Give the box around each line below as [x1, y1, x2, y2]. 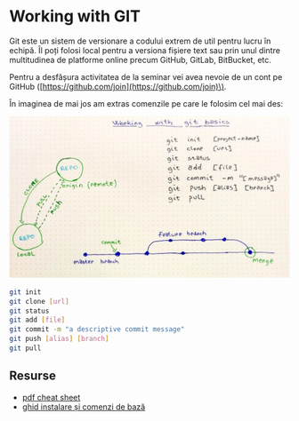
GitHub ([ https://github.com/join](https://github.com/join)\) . [9, 81, 227, 91]
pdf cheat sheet [21, 392, 81, 402]
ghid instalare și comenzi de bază [21, 401, 146, 412]
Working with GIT [9, 6, 141, 27]
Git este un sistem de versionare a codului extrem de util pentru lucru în [9, 36, 271, 46]
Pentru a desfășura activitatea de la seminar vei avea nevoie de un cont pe [9, 71, 283, 82]
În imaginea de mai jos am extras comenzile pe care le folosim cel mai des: [9, 98, 283, 108]
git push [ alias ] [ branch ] [9, 335, 109, 344]
